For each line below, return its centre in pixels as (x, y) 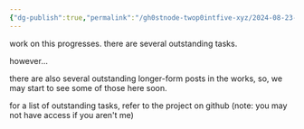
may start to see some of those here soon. (88, 88)
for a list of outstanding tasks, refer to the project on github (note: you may (148, 106)
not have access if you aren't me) (71, 115)
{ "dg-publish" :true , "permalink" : (72, 18)
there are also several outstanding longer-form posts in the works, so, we (146, 78)
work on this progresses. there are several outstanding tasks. (123, 43)
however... (28, 60)
